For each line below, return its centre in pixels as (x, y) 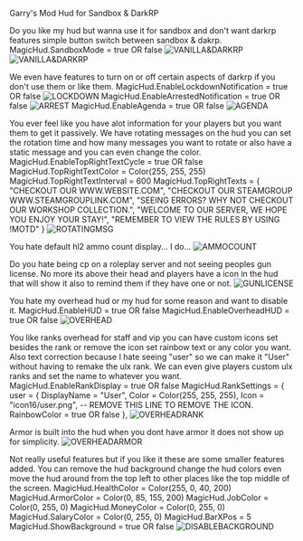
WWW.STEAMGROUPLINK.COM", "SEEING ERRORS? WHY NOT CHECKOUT (151, 200)
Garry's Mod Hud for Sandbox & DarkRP (84, 13)
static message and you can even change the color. (105, 152)
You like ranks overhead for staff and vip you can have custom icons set (144, 337)
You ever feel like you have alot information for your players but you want (146, 123)
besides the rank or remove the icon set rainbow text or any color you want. (151, 347)
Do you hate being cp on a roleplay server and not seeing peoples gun (141, 264)
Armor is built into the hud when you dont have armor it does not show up (147, 432)
